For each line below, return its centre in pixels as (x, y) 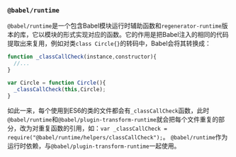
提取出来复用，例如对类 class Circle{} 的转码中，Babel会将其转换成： (109, 43)
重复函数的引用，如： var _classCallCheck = (103, 128)
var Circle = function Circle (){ (57, 83)
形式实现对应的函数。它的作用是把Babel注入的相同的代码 (146, 35)
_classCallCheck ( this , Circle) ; (60, 89)
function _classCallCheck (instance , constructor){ (82, 57)
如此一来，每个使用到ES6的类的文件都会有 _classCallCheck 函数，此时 (108, 110)
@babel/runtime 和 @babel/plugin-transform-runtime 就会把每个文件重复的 (113, 119)
